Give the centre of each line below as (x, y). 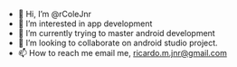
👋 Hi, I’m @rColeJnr (55, 14)
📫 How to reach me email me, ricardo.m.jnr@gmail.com (123, 53)
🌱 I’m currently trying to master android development (116, 33)
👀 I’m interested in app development (85, 24)
